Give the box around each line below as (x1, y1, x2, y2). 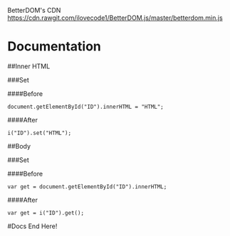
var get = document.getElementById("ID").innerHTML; (7, 183, 167, 191)
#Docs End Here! (7, 222, 58, 230)
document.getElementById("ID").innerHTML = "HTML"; (7, 103, 164, 110)
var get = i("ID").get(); (7, 209, 84, 216)
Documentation (7, 38, 102, 55)
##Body (7, 141, 31, 150)
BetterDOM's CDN (7, 6, 61, 14)
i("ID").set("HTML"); (7, 129, 72, 136)
